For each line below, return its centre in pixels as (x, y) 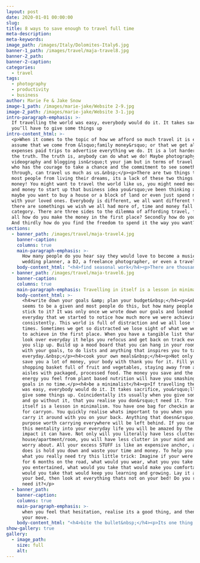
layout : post (22, 12)
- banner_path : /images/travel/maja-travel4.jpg (73, 234)
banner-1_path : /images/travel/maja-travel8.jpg (68, 51)
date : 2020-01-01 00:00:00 (40, 17)
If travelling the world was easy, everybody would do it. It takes (98, 123)
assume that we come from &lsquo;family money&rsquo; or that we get (99, 145)
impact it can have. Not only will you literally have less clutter (109, 434)
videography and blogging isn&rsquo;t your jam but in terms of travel (102, 162)
